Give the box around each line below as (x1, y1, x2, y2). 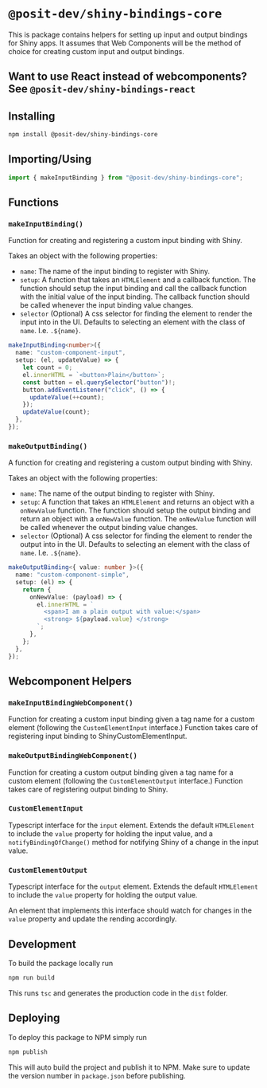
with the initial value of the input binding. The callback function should (19, 292, 250, 301)
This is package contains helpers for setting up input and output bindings (8, 29, 248, 39)
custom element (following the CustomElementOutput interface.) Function (8, 776, 244, 785)
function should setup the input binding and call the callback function (19, 284, 247, 293)
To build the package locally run (8, 958, 114, 968)
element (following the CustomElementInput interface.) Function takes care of (8, 723, 258, 733)
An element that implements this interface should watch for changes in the (8, 905, 253, 915)
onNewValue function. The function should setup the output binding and (19, 505, 251, 516)
